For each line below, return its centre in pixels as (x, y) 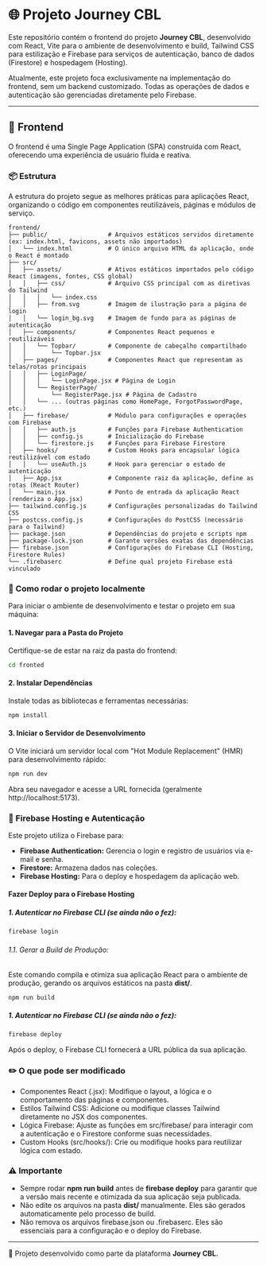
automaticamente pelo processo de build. (88, 1214)
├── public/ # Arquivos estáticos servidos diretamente (131, 235)
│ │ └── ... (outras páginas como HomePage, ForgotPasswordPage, (126, 402)
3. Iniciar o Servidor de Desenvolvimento (77, 733)
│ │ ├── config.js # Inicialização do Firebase (106, 437)
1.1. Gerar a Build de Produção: (58, 949)
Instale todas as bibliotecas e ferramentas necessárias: (99, 701)
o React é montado (39, 256)
